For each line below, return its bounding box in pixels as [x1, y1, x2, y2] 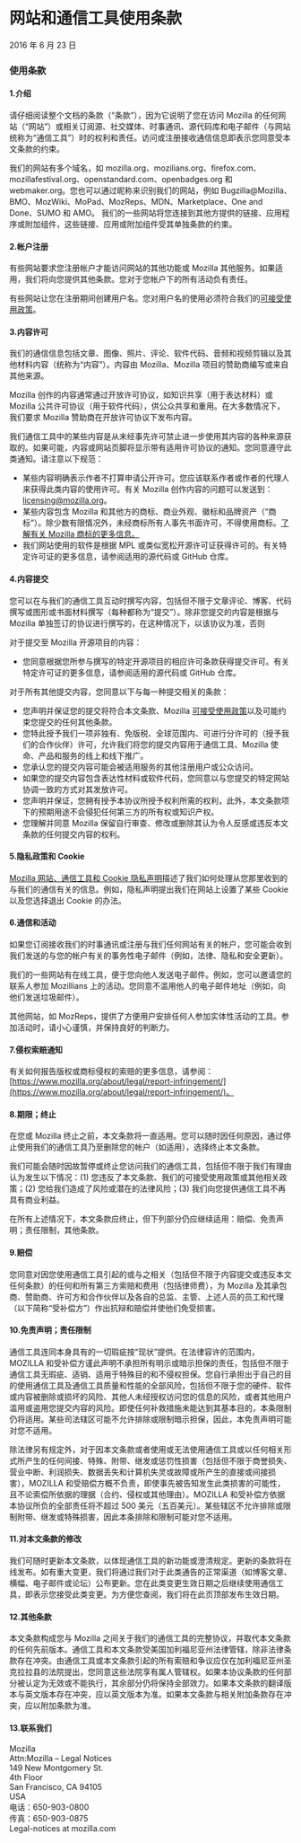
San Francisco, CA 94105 [9, 1781, 103, 1792]
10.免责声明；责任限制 [9, 1325, 91, 1336]
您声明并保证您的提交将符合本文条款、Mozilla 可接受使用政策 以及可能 [21, 705, 279, 716]
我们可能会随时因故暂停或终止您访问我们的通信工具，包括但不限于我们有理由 [9, 1160, 292, 1172]
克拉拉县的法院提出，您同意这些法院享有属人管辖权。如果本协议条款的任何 [9, 1667, 284, 1678]
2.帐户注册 [9, 241, 49, 251]
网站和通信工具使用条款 [9, 8, 183, 29]
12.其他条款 [9, 1611, 52, 1622]
